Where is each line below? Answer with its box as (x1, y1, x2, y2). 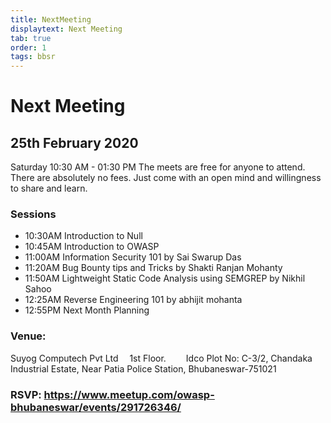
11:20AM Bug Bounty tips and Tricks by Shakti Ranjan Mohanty (24, 262, 283, 274)
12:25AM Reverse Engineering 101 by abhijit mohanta (24, 294, 243, 306)
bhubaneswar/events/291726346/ (10, 400, 182, 414)
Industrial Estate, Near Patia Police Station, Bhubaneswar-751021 (10, 362, 277, 375)
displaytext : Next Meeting (10, 24, 123, 34)
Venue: (10, 329, 47, 343)
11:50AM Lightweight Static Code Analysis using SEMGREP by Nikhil (24, 272, 306, 285)
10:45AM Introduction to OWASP (24, 241, 160, 253)
